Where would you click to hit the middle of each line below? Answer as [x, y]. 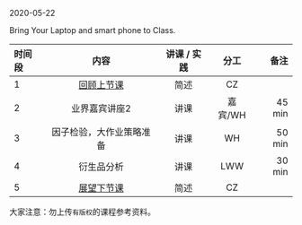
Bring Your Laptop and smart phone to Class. [93, 30]
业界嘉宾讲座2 [102, 108]
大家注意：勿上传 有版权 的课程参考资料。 [82, 212]
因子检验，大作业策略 [97, 132]
